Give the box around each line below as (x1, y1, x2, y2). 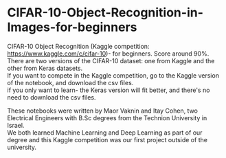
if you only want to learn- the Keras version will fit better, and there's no (7, 86, 210, 94)
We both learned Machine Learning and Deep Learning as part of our (7, 128, 203, 137)
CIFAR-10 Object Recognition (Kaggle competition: (7, 42, 150, 50)
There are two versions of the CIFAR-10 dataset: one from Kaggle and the (7, 56, 215, 65)
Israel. (7, 121, 25, 129)
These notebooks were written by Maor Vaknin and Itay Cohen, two (7, 106, 198, 115)
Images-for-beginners (7, 19, 137, 35)
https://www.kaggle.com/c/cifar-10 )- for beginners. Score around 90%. (7, 49, 210, 58)
